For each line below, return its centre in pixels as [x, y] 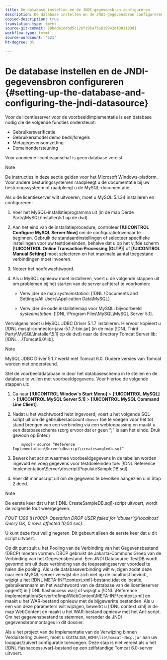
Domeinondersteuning [35, 148]
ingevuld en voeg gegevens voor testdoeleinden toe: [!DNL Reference [84, 463]
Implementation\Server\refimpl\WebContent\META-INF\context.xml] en [78, 596]
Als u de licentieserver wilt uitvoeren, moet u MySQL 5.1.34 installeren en [80, 197]
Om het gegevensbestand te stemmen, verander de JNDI [64, 617]
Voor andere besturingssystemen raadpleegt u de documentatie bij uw [78, 182]
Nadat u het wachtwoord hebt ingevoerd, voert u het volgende [76, 414]
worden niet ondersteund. [32, 364]
